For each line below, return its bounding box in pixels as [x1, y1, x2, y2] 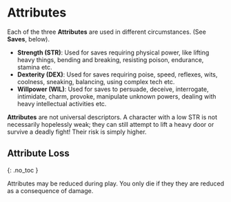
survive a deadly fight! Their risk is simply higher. [7, 128, 147, 136]
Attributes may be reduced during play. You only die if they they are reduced [7, 179, 224, 188]
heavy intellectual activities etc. [17, 99, 107, 108]
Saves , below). [7, 34, 50, 43]
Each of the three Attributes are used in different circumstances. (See [7, 28, 207, 36]
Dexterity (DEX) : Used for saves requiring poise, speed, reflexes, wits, [17, 70, 218, 79]
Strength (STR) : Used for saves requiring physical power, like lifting [17, 48, 210, 57]
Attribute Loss [7, 148, 70, 159]
